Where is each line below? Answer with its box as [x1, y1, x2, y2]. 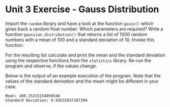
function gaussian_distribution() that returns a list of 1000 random [5, 31, 148, 37]
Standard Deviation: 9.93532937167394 [5, 98, 88, 103]
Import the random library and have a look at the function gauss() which [5, 20, 154, 26]
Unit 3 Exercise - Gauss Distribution [5, 4, 159, 15]
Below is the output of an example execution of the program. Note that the [5, 72, 161, 78]
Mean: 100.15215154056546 [5, 93, 60, 98]
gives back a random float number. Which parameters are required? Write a [5, 25, 163, 32]
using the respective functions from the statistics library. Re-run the [5, 57, 152, 63]
